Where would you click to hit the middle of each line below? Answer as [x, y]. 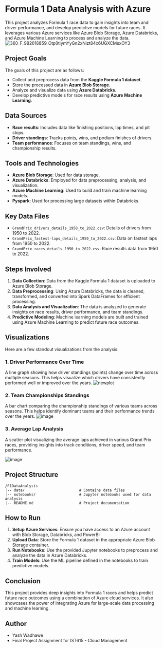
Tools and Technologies [42, 163]
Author [16, 623]
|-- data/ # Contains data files [65, 490]
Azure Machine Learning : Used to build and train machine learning [79, 190]
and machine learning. [27, 608]
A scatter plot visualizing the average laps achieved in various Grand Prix [78, 440]
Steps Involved [28, 269]
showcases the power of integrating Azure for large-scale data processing [80, 603]
